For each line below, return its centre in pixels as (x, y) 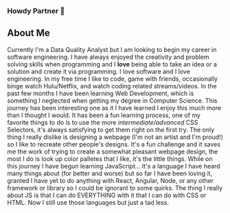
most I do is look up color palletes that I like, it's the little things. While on (110, 159)
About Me (28, 33)
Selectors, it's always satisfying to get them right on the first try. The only (111, 129)
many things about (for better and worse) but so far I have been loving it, (110, 173)
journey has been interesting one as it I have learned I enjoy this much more (114, 108)
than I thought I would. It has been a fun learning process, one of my (104, 115)
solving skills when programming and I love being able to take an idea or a (112, 64)
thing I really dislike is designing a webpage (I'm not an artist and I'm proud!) (115, 137)
